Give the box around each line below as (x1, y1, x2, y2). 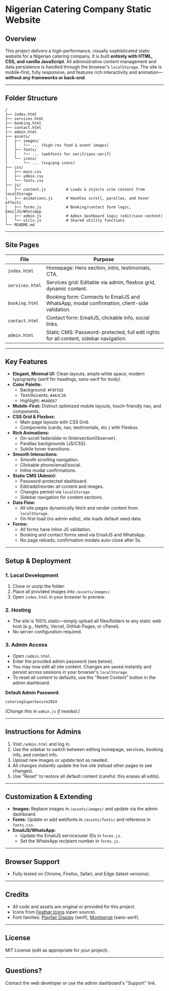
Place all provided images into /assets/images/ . (12, 588, 112, 594)
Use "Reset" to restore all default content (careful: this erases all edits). (12, 773, 160, 779)
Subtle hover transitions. (20, 446, 71, 452)
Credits (5, 890, 29, 899)
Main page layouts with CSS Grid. (20, 419, 90, 425)
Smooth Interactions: (12, 451, 58, 458)
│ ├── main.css (5, 169, 42, 174)
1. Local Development (5, 572, 59, 579)
